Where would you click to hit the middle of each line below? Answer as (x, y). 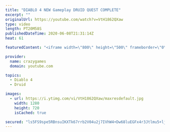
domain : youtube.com (31, 66)
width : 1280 (27, 103)
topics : (13, 75)
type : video (18, 24)
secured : (14, 122)
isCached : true (30, 113)
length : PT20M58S (24, 29)
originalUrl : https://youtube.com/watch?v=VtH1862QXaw (64, 19)
